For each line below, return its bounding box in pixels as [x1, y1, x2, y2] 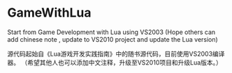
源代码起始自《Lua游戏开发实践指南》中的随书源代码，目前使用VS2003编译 [7, 49, 225, 58]
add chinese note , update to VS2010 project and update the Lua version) [7, 35, 218, 43]
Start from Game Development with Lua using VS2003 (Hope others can [7, 28, 216, 36]
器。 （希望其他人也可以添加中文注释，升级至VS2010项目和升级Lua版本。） [7, 58, 222, 67]
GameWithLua [7, 5, 92, 21]
